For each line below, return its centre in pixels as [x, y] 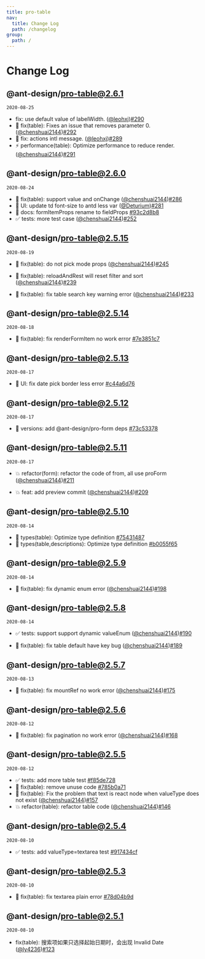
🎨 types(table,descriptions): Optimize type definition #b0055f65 [96, 544]
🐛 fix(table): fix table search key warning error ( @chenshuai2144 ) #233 [105, 294]
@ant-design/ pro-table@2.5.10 [68, 512]
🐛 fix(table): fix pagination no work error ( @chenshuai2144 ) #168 [96, 735]
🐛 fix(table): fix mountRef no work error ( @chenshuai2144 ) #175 [95, 690]
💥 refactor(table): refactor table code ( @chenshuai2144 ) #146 [93, 806]
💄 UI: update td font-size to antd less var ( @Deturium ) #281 [89, 206]
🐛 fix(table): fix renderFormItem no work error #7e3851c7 [87, 339]
